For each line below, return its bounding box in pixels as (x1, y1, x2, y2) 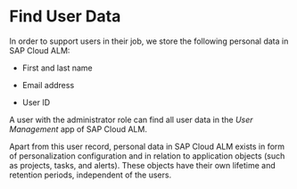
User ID (21, 96, 51, 108)
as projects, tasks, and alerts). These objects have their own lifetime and (9, 160, 276, 170)
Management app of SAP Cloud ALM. (9, 123, 147, 135)
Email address (21, 79, 75, 90)
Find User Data (9, 6, 121, 27)
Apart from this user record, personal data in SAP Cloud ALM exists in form (9, 141, 285, 152)
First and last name (21, 62, 93, 73)
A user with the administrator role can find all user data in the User (9, 114, 253, 125)
